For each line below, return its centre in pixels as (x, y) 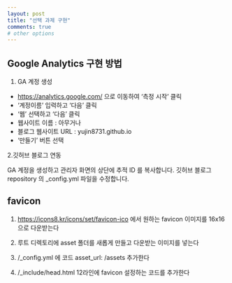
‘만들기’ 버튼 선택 (41, 140)
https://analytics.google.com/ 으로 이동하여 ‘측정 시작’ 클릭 (100, 97)
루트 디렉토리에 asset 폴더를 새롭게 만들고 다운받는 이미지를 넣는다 (108, 242)
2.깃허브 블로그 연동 (34, 156)
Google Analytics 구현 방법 (65, 63)
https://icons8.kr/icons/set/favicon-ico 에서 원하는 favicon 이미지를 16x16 (121, 219)
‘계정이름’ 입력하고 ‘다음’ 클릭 (57, 105)
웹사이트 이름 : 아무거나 (49, 123)
